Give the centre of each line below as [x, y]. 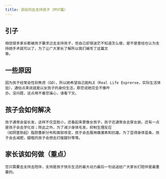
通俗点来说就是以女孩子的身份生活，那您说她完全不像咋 [62, 88]
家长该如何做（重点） [38, 154]
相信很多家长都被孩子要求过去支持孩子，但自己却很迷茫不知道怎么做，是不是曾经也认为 [81, 43]
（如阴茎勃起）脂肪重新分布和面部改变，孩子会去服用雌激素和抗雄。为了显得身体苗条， [81, 133]
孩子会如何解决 [28, 110]
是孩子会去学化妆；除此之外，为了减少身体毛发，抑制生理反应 [59, 128]
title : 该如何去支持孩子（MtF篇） [37, 10]
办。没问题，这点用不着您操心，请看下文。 [42, 93]
